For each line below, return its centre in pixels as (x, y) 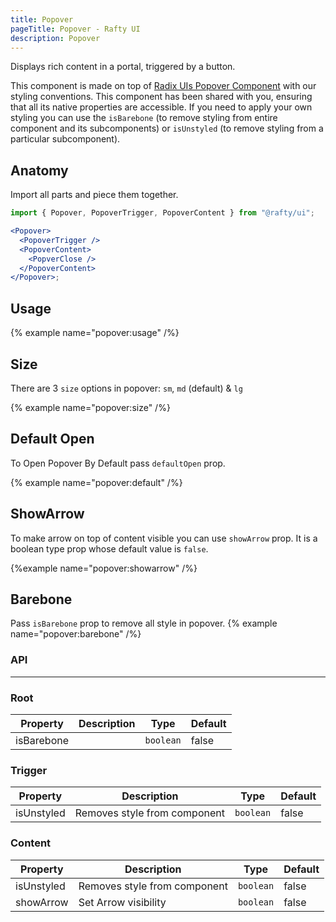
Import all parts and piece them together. (94, 195)
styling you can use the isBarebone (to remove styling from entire (144, 118)
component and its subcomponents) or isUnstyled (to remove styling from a (167, 128)
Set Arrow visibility (122, 902)
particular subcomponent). (65, 139)
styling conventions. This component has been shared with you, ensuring (161, 97)
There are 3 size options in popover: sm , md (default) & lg (126, 388)
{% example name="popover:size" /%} (90, 407)
